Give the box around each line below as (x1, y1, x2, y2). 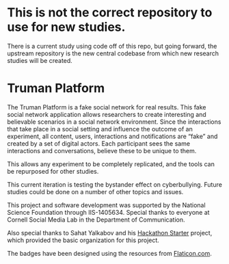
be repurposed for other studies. (7, 167, 99, 175)
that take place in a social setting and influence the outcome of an (7, 124, 193, 133)
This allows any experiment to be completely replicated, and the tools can (7, 159, 215, 168)
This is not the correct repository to (7, 5, 213, 21)
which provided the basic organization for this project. (7, 236, 159, 244)
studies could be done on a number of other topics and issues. (7, 187, 184, 196)
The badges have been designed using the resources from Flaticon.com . (7, 249, 212, 257)
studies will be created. (7, 56, 73, 64)
